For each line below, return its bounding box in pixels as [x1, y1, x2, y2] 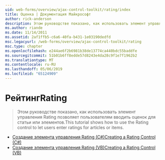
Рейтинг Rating [5, 93, 67, 104]
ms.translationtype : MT [5, 58, 54, 63]
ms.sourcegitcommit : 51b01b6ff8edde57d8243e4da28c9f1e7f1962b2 [5, 53, 137, 58]
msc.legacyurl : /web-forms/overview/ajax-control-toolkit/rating [5, 39, 141, 44]
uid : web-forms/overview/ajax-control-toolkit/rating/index [5, 7, 131, 12]
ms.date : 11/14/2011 [5, 30, 48, 35]
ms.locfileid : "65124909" [5, 71, 58, 76]
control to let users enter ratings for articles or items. [17, 124, 124, 130]
